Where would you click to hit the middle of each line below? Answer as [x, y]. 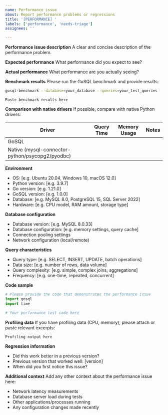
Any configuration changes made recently [55, 407]
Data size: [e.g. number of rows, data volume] [59, 265]
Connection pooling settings [41, 235]
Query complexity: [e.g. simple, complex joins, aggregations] [75, 270]
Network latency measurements [45, 391]
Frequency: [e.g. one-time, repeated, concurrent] [63, 275]
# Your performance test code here [42, 313]
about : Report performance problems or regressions [60, 15]
